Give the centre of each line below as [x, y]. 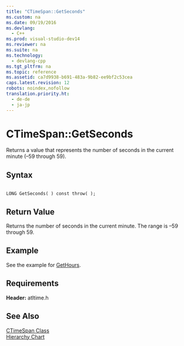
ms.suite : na [22, 50]
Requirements [32, 284]
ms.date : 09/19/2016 [31, 22]
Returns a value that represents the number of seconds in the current [90, 150]
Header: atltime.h [27, 298]
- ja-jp [21, 105]
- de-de [21, 99]
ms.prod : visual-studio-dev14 [43, 39]
